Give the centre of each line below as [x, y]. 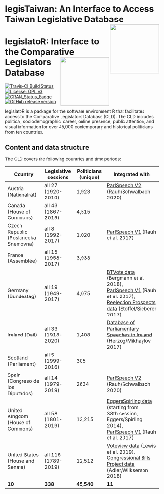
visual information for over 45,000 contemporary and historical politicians [79, 127]
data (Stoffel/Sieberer [132, 308]
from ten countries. [24, 132]
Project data [121, 464]
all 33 [51, 329]
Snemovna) [21, 244]
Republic [18, 232]
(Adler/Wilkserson [127, 470]
